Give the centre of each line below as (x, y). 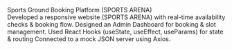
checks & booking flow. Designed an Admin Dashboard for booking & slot (111, 24)
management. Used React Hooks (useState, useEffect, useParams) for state (115, 32)
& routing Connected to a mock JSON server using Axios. (89, 39)
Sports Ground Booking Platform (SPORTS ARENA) (80, 10)
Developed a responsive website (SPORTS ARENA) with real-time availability (116, 17)
